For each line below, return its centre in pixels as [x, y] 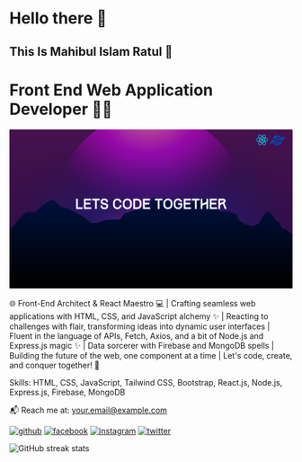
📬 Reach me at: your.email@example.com [89, 410]
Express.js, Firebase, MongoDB [67, 392]
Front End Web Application [111, 90]
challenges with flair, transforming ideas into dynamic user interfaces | [140, 326]
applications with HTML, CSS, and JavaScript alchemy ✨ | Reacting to [139, 316]
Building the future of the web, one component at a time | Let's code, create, [151, 356]
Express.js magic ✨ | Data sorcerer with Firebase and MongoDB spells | [142, 346]
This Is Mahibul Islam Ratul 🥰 [91, 52]
